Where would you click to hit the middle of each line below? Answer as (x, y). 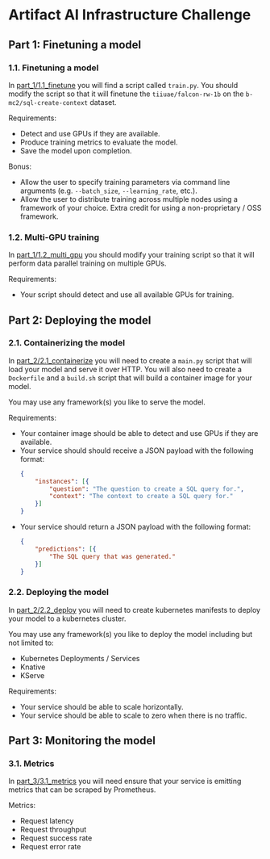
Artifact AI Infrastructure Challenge (130, 15)
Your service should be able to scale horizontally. (102, 706)
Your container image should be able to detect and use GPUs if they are (139, 433)
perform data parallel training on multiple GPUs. (87, 263)
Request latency (47, 821)
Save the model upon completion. (76, 150)
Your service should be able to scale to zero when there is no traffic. (133, 715)
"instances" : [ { (62, 481)
